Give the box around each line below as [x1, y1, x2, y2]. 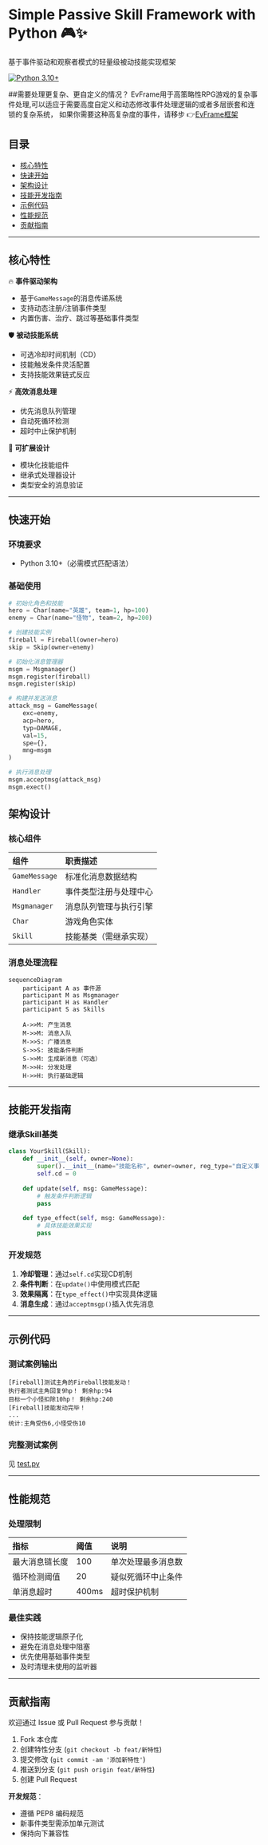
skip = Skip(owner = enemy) [8, 643, 94, 651]
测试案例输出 [8, 1358, 58, 1370]
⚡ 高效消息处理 [8, 386, 57, 396]
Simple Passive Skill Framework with [8, 6, 257, 24]
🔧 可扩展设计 [8, 443, 50, 452]
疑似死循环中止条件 [110, 1571, 183, 1582]
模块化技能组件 [19, 459, 69, 469]
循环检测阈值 [12, 1571, 61, 1582]
